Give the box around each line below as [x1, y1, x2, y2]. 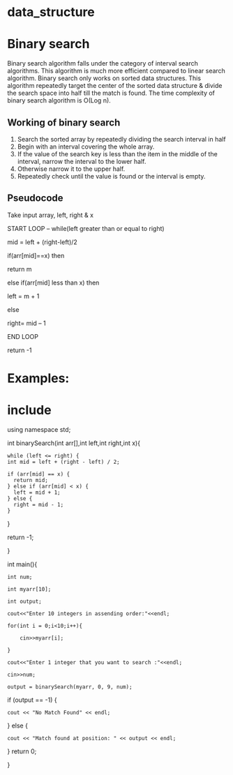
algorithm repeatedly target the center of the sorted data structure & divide [7, 82, 223, 90]
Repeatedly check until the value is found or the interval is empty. [17, 172, 206, 180]
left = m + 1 [7, 292, 40, 300]
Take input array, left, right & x [7, 211, 94, 219]
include [7, 402, 52, 419]
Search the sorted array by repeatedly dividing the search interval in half [17, 135, 226, 143]
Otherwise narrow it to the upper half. [17, 165, 126, 173]
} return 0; [7, 747, 37, 755]
